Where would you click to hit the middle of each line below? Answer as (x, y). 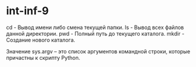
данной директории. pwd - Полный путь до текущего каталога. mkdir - (95, 33)
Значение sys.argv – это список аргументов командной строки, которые (98, 51)
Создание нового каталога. (41, 40)
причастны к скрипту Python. (43, 58)
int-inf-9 (28, 11)
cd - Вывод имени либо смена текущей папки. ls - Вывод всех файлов (95, 27)
